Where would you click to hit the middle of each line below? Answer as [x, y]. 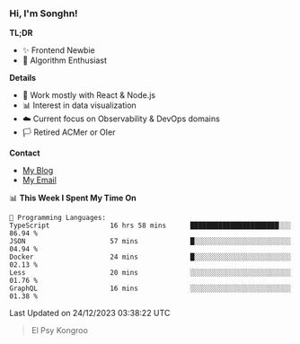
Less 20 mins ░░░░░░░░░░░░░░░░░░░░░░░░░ [150, 273]
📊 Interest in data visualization [79, 105]
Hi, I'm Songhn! [44, 13]
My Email [39, 180]
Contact [25, 153]
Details [23, 78]
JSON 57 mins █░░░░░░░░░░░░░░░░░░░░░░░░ [150, 242]
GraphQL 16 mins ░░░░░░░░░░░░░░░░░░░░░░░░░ [150, 289]
